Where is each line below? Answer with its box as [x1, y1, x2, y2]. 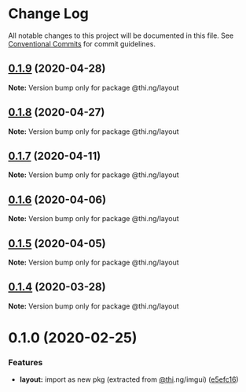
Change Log [8, 5, 89, 23]
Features [8, 357, 43, 368]
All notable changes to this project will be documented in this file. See [8, 31, 234, 40]
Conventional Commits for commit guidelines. [8, 39, 156, 48]
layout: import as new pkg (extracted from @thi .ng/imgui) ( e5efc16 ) [19, 375, 239, 384]
